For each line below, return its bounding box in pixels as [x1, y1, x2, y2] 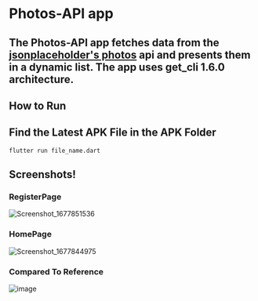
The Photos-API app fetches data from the [9, 36, 220, 49]
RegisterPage [9, 191, 62, 202]
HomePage [9, 229, 52, 240]
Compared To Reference [9, 266, 104, 277]
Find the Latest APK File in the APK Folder [9, 126, 216, 140]
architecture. [9, 72, 74, 86]
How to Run [9, 99, 67, 112]
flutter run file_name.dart [9, 147, 101, 154]
